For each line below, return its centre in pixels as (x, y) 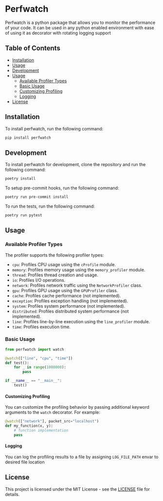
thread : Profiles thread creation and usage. (55, 275)
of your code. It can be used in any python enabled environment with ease (80, 27)
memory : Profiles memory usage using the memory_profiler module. (79, 270)
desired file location (25, 462)
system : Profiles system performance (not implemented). (69, 306)
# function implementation (41, 430)
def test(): (17, 363)
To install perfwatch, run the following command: (54, 128)
